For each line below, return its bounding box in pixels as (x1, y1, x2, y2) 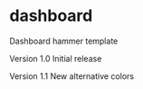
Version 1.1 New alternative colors (9, 70, 134, 82)
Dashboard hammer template (9, 35, 119, 46)
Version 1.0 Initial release (9, 53, 102, 64)
